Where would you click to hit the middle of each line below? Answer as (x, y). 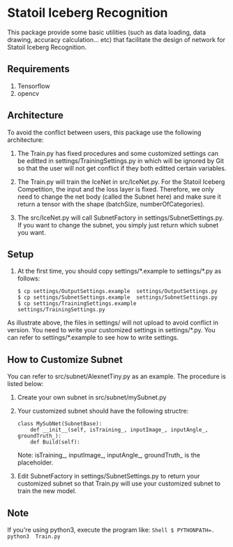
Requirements (38, 69)
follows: (29, 278)
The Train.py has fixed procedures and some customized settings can (118, 153)
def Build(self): (55, 442)
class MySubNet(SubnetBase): (60, 424)
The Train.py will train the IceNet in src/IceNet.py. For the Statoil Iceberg (121, 182)
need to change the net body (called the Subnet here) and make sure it (119, 197)
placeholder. (35, 462)
